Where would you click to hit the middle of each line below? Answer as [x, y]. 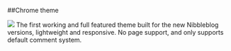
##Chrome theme [33, 10]
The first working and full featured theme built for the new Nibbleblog [117, 25]
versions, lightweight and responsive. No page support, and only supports [115, 32]
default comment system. [45, 40]
